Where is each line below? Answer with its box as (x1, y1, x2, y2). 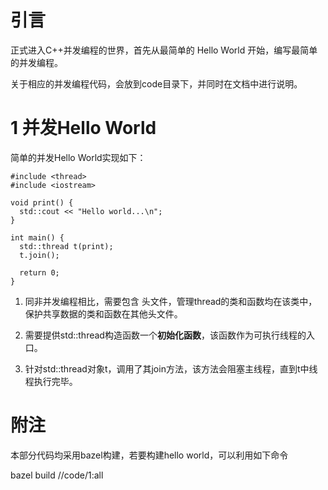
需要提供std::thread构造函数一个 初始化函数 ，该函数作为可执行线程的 (24, 329, 307, 341)
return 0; (19, 267, 60, 278)
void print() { (10, 197, 74, 208)
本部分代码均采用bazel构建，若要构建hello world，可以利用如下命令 (10, 449, 289, 461)
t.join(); (19, 250, 60, 260)
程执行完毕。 (24, 375, 78, 387)
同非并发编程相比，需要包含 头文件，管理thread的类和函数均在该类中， (24, 295, 318, 307)
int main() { (10, 232, 65, 243)
